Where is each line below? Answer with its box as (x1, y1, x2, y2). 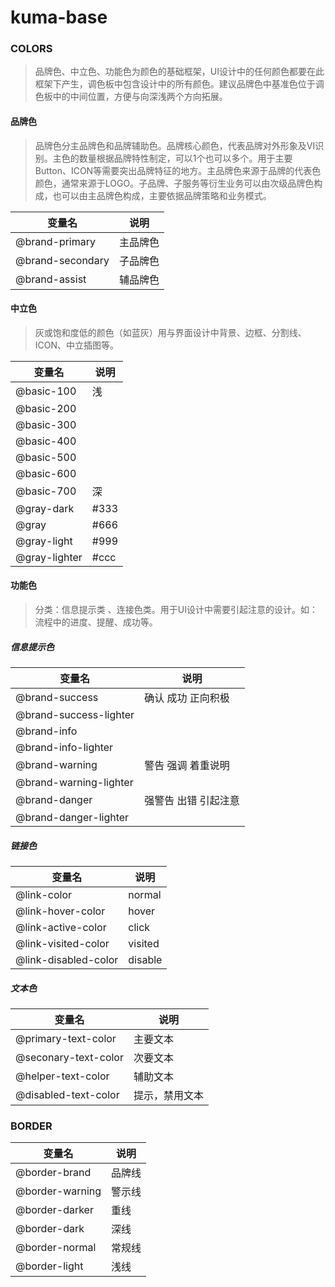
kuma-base (10, 6, 108, 29)
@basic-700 (15, 484, 77, 498)
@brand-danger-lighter (15, 811, 130, 825)
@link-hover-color (15, 904, 106, 918)
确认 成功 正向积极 (144, 691, 230, 705)
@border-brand (15, 1166, 92, 1180)
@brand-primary (15, 234, 96, 248)
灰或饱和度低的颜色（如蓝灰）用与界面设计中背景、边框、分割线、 (34, 326, 307, 338)
